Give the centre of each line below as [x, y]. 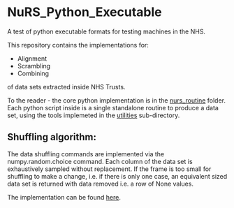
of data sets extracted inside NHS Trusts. [66, 87]
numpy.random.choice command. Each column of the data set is [100, 161]
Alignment [32, 58]
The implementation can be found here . [64, 197]
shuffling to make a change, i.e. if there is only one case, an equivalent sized [117, 176]
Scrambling [34, 66]
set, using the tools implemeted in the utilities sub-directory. [94, 115]
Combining [33, 73]
